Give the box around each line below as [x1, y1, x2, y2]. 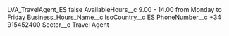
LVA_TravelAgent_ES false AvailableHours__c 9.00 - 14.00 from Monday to [7, 6, 222, 13]
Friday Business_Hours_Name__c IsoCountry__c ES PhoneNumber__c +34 [7, 13, 222, 21]
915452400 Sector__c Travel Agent [7, 20, 109, 29]
